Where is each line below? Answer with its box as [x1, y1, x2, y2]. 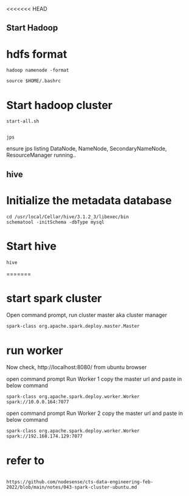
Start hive [6, 239, 57, 253]
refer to [6, 453, 44, 467]
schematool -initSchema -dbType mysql [6, 219, 105, 225]
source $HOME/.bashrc [6, 78, 61, 84]
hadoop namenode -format [6, 67, 69, 74]
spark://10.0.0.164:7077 [6, 399, 69, 405]
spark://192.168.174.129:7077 [6, 433, 83, 439]
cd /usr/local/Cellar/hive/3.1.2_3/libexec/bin [6, 213, 129, 220]
